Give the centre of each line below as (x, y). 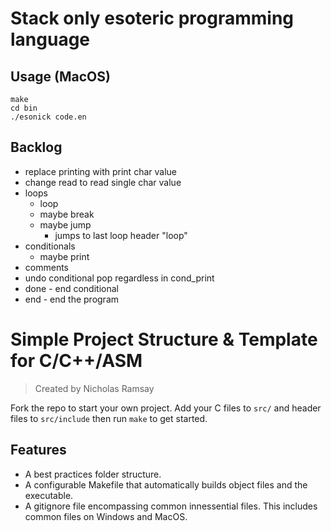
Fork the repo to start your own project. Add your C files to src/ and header (166, 408)
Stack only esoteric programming (152, 18)
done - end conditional (71, 288)
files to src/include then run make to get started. (109, 418)
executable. (49, 495)
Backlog (36, 147)
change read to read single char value (103, 182)
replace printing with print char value (100, 171)
